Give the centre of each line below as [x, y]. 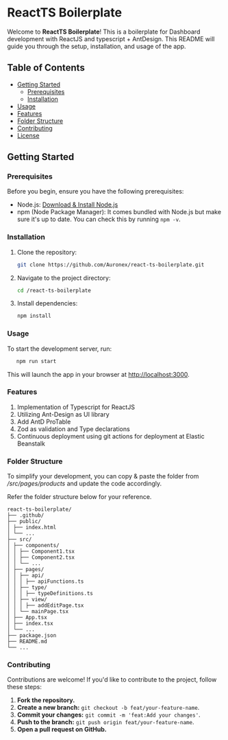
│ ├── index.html [32, 528]
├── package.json [32, 636]
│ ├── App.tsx [27, 618]
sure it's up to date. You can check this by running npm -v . [99, 219]
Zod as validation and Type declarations [73, 429]
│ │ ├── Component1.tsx [41, 552]
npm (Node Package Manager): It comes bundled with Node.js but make [119, 212]
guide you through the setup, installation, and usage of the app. [97, 46]
